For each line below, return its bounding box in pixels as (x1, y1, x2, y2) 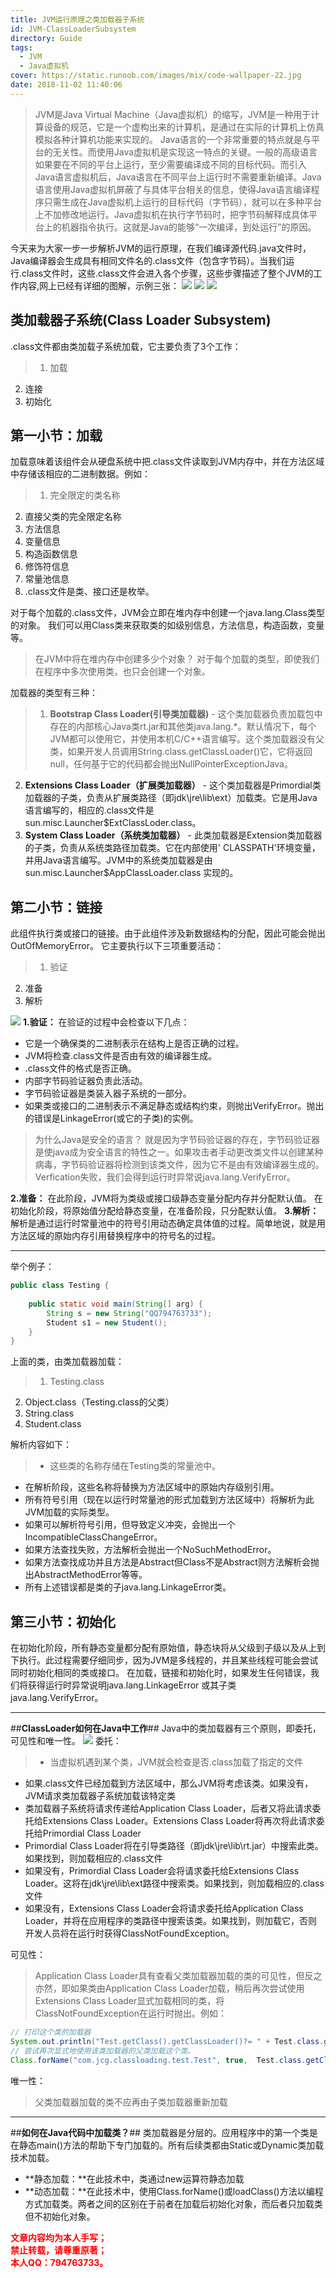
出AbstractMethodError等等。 (24, 1569, 148, 1581)
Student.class (24, 1418, 82, 1430)
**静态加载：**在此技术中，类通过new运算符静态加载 (24, 2172, 245, 2185)
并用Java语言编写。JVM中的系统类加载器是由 (24, 854, 213, 866)
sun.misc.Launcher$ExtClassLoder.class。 (24, 817, 202, 829)
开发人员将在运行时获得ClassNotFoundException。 (24, 1927, 235, 1940)
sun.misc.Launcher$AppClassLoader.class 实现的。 (24, 867, 239, 879)
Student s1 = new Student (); (46, 1317, 168, 1328)
